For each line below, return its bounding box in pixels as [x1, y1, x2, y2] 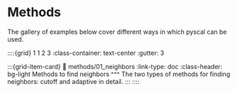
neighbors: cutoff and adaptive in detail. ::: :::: [7, 77, 140, 85]
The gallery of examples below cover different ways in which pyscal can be [7, 27, 228, 36]
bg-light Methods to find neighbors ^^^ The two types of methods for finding [7, 70, 231, 78]
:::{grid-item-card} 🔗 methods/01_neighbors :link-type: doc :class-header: [7, 62, 223, 70]
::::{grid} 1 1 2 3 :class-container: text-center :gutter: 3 [7, 49, 165, 57]
